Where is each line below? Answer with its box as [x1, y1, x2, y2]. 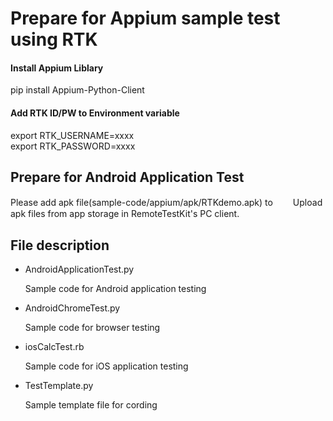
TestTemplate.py [24, 380, 94, 392]
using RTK [10, 28, 98, 51]
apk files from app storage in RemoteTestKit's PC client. [10, 208, 240, 220]
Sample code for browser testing [24, 322, 161, 334]
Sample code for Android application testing [24, 283, 207, 295]
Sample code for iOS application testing [24, 360, 189, 372]
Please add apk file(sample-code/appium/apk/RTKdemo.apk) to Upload [10, 197, 323, 209]
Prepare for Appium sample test [10, 7, 281, 30]
